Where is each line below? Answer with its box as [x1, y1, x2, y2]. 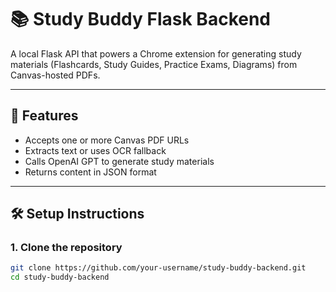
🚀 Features [10, 107, 79, 125]
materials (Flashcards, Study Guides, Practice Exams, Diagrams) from [10, 58, 298, 70]
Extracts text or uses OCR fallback [24, 144, 167, 156]
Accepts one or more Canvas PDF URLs [24, 134, 190, 146]
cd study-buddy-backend [10, 272, 110, 283]
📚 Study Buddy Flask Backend [10, 8, 272, 31]
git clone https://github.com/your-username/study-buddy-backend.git [10, 263, 307, 273]
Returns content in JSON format [24, 166, 157, 178]
